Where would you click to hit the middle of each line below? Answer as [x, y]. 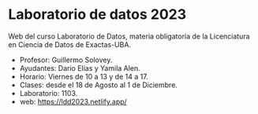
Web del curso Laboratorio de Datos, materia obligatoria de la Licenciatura [129, 36]
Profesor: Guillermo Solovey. [66, 60]
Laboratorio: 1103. [49, 93]
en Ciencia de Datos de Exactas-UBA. [70, 44]
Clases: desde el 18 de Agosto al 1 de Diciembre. [98, 85]
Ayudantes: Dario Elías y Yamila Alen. [80, 68]
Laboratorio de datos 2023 [97, 15]
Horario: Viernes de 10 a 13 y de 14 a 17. [84, 76]
